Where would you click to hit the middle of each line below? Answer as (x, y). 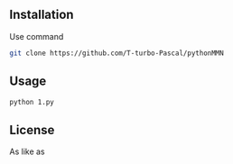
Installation (42, 15)
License (32, 130)
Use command (37, 36)
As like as (27, 151)
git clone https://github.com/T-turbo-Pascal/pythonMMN (116, 53)
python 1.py (32, 102)
